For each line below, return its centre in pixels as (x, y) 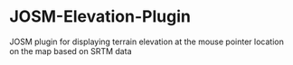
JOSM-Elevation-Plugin (100, 17)
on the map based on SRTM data (71, 51)
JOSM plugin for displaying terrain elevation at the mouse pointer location (147, 42)
